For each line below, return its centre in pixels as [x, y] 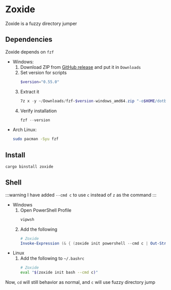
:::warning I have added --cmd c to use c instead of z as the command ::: [81, 195]
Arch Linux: [25, 130]
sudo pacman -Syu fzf [35, 139]
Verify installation [38, 111]
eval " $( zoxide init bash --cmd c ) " [59, 273]
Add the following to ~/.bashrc [52, 258]
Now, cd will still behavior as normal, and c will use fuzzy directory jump [80, 282]
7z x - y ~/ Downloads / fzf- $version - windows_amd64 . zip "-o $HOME [88, 101]
